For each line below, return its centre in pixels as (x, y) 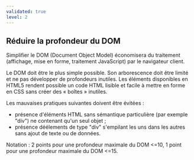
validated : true (26, 12)
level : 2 (17, 17)
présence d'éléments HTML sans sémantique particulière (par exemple (101, 115)
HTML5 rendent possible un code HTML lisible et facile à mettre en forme (96, 86)
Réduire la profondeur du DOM (63, 41)
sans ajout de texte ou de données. (58, 133)
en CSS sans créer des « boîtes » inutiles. (57, 92)
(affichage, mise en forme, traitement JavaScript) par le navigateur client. (96, 61)
